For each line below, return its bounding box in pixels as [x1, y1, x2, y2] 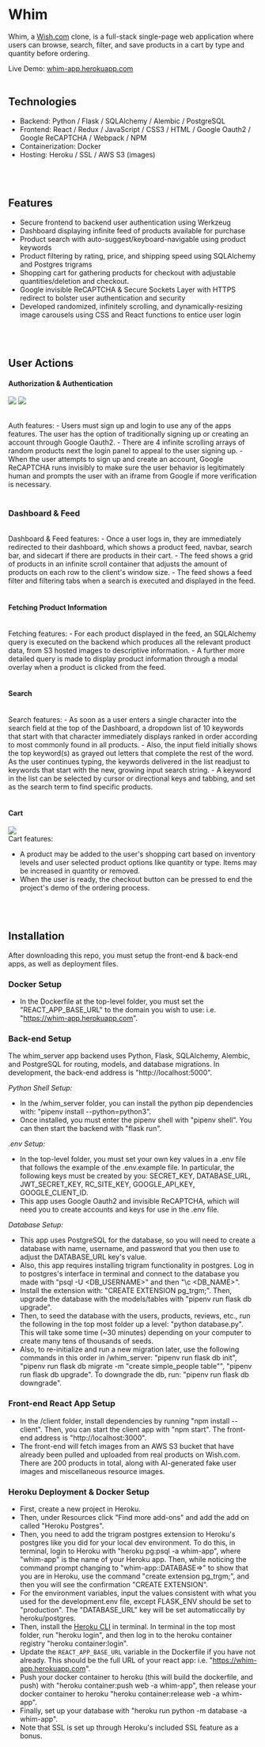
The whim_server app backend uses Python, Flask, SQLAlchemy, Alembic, [8, 1051, 251, 1061]
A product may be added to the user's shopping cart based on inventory [19, 849, 256, 859]
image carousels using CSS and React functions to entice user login [19, 310, 241, 320]
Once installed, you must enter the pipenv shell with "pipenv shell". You [19, 1115, 252, 1125]
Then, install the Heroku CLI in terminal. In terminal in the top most [19, 1622, 236, 1632]
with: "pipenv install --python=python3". [19, 1107, 152, 1117]
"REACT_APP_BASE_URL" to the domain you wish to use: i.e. [19, 1005, 217, 1015]
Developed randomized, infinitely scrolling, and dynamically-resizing [19, 301, 243, 311]
